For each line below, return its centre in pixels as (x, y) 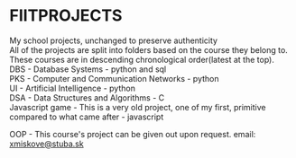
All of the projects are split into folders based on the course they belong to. (149, 49)
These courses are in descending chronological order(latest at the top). (142, 59)
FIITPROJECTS (66, 16)
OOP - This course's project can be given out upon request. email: (133, 134)
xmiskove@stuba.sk (46, 144)
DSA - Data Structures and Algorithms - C (87, 97)
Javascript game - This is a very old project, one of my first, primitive (138, 107)
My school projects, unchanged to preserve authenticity (114, 40)
